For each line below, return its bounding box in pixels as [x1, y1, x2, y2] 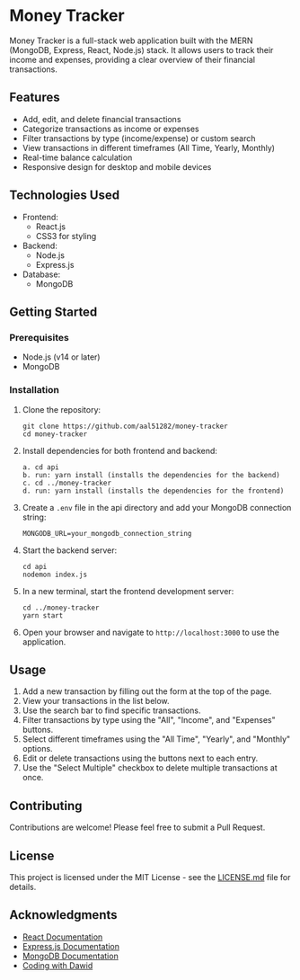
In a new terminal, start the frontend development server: [22, 585, 234, 596]
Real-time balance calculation [22, 152, 133, 163]
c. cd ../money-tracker [22, 478, 112, 487]
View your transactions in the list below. [22, 696, 170, 707]
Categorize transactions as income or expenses [22, 123, 199, 134]
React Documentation [22, 931, 103, 942]
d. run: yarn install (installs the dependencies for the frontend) [22, 486, 285, 495]
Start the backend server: [22, 545, 118, 556]
